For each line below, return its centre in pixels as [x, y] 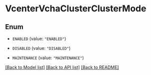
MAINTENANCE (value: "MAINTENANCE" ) [48, 58]
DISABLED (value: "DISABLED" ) [41, 48]
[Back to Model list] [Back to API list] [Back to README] [62, 67]
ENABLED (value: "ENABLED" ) [39, 38]
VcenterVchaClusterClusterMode [76, 9]
